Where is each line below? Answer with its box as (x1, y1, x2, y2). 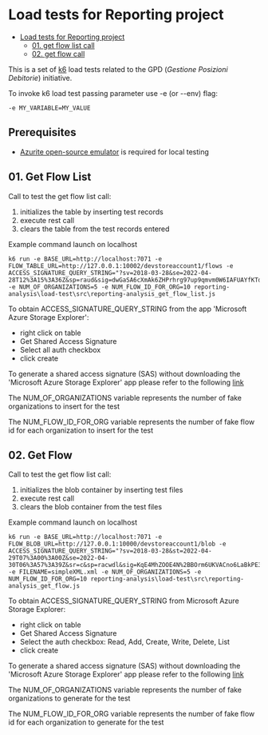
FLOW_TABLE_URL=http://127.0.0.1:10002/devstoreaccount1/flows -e (8, 262, 234, 270)
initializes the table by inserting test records (19, 206, 164, 217)
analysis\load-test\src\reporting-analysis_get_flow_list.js (8, 290, 216, 298)
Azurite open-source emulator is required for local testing (19, 146, 210, 157)
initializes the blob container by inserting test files (19, 485, 183, 495)
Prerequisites (8, 126, 77, 139)
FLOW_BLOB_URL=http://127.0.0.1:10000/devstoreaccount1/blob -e (8, 540, 227, 549)
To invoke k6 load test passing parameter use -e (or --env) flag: (8, 88, 218, 98)
